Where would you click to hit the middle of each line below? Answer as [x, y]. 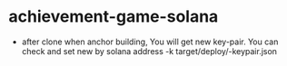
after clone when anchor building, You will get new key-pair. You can [150, 42]
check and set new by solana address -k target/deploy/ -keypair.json [149, 51]
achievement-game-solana [114, 17]
